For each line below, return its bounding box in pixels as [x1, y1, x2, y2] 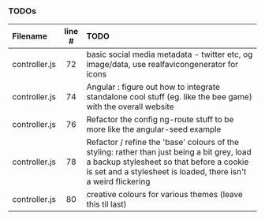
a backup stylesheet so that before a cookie [86, 156, 249, 167]
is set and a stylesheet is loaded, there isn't [86, 166, 247, 177]
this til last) [86, 199, 128, 210]
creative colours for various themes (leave [86, 189, 243, 200]
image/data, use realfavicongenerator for [86, 59, 239, 70]
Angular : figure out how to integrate [86, 81, 221, 92]
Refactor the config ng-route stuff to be [86, 114, 234, 125]
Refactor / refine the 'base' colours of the [86, 136, 239, 147]
